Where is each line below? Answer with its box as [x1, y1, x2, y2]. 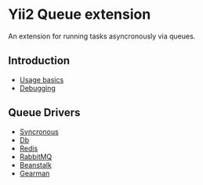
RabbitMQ [19, 151, 53, 161]
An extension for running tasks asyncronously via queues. [8, 31, 196, 41]
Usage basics [19, 74, 64, 84]
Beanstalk [19, 160, 53, 169]
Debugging [19, 83, 56, 92]
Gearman [19, 169, 50, 178]
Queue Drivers [8, 106, 81, 119]
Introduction [8, 54, 71, 67]
